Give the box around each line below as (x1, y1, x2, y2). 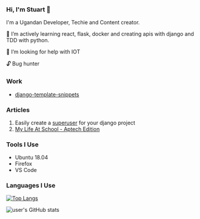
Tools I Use (6, 140, 39, 148)
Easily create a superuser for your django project (14, 119, 136, 126)
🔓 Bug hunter (6, 60, 40, 67)
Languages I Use (6, 182, 56, 190)
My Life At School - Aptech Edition (14, 125, 100, 133)
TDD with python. (6, 37, 50, 44)
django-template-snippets (14, 90, 79, 98)
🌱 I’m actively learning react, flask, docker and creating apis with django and (6, 30, 194, 37)
